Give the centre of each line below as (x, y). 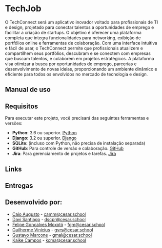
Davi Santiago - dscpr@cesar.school (49, 219)
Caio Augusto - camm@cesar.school (49, 214)
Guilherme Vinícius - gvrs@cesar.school (53, 230)
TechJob (23, 9)
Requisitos (21, 106)
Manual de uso (28, 89)
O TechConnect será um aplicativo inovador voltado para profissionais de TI (81, 22)
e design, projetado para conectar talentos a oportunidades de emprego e (80, 27)
